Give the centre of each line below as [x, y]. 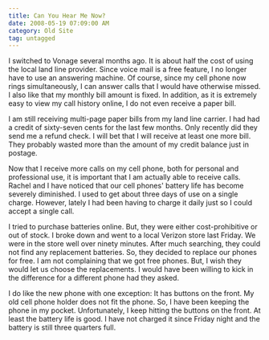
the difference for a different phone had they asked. [94, 278]
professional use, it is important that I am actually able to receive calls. [124, 177]
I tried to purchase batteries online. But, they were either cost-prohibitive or [133, 227]
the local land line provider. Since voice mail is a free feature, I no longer [128, 70]
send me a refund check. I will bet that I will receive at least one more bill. [130, 136]
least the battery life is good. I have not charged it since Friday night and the [134, 319]
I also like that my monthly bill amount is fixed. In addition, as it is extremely [132, 95]
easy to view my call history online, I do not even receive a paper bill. [122, 103]
